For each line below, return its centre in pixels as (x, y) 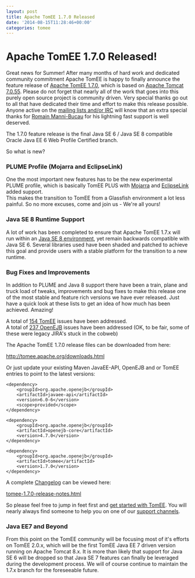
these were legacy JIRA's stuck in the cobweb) (62, 333)
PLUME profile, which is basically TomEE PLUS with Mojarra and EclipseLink (97, 185)
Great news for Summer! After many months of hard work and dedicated (93, 73)
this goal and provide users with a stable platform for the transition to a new (97, 251)
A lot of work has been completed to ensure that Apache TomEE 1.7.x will (93, 232)
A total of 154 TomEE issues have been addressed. (67, 321)
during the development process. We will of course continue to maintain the (97, 564)
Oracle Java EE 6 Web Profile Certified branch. (62, 140)
